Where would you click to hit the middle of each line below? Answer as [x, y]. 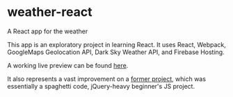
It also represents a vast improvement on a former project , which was [107, 79]
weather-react [50, 12]
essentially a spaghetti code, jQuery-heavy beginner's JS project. [101, 86]
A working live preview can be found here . [68, 65]
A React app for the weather [48, 31]
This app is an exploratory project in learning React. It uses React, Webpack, [116, 44]
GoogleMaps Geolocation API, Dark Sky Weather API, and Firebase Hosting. [116, 52]
